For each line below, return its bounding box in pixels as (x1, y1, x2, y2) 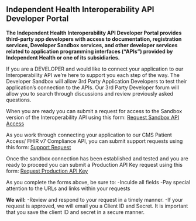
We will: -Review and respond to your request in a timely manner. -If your (6, 196, 183, 203)
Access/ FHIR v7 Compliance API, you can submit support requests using (6, 137, 183, 145)
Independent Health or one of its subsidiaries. (6, 54, 120, 61)
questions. (6, 96, 32, 103)
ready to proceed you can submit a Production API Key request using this (6, 161, 183, 168)
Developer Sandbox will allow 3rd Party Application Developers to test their (6, 78, 187, 85)
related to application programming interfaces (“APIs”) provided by (6, 48, 173, 55)
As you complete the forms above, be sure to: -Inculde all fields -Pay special (6, 178, 191, 185)
